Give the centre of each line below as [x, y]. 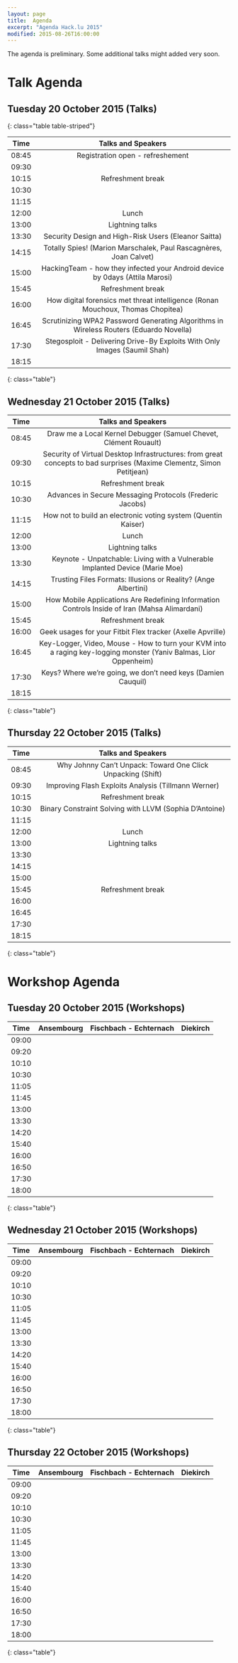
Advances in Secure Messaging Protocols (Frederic [132, 495]
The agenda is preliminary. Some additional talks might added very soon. [114, 54]
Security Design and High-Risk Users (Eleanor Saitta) [133, 237]
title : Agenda [30, 21]
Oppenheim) [133, 661]
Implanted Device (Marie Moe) [132, 568]
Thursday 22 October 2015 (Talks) [84, 733]
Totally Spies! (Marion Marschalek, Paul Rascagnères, [133, 248]
